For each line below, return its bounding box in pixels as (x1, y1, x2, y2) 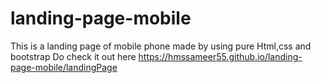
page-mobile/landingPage (10, 61, 118, 73)
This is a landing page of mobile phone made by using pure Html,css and (10, 40, 312, 52)
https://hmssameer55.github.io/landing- (138, 50, 303, 62)
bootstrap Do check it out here (10, 50, 137, 62)
